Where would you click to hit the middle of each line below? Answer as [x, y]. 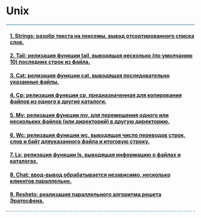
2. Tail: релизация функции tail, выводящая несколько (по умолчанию [101, 56]
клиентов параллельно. [41, 181]
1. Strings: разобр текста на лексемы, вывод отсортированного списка [102, 36]
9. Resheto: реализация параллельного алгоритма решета [85, 194]
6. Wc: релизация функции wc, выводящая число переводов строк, [98, 135]
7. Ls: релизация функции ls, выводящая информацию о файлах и [95, 155]
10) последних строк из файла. [50, 62]
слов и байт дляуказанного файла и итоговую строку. [80, 141]
